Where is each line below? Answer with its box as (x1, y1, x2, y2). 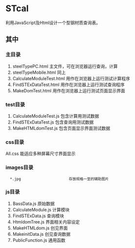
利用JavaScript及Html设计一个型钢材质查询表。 (5, 20, 101, 25)
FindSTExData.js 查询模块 (12, 213, 64, 219)
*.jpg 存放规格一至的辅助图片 (10, 176, 109, 181)
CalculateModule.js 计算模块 (12, 207, 70, 212)
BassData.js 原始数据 (12, 201, 55, 207)
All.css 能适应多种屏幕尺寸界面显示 (5, 151, 76, 157)
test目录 (5, 101, 25, 108)
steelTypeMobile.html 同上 (12, 69, 66, 75)
